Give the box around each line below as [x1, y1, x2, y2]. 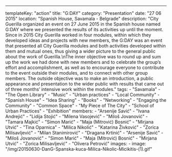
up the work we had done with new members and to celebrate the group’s [5, 59, 161, 65]
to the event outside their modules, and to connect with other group [5, 70, 148, 76]
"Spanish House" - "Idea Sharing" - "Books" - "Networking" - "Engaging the [5, 97, 166, 103]
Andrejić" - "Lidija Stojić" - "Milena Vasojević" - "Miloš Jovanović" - [5, 114, 148, 119]
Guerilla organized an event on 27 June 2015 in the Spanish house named [5, 21, 161, 27]
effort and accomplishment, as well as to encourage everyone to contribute [5, 64, 164, 71]
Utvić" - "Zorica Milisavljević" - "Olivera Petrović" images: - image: [5, 141, 146, 146]
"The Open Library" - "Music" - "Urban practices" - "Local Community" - [5, 92, 160, 98]
